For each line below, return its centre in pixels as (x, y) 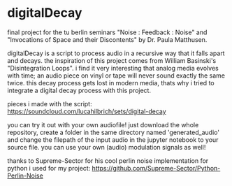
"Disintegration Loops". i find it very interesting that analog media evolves (113, 68)
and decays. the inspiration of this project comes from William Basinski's (112, 60)
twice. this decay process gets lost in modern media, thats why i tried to (111, 83)
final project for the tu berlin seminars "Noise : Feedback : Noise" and (107, 32)
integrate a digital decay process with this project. (79, 90)
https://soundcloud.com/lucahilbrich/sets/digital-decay (87, 111)
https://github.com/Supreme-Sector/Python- (156, 168)
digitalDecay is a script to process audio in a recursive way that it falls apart (116, 53)
